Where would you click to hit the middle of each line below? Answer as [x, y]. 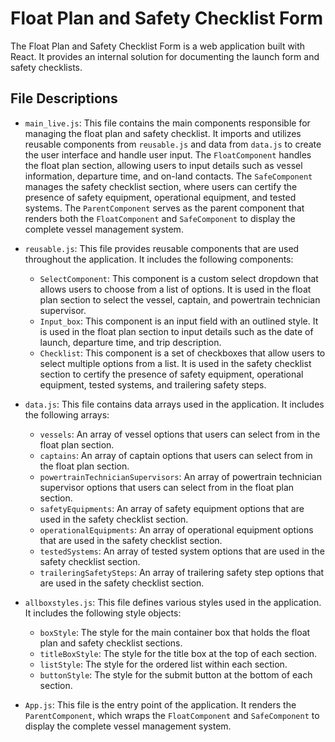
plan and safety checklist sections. [111, 643]
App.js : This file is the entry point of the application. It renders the [160, 704]
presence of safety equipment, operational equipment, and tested [160, 197]
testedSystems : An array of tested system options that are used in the [182, 551]
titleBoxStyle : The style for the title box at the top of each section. [178, 653]
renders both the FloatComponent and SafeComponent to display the [160, 218]
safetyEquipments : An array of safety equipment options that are [172, 508]
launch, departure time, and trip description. [130, 342]
